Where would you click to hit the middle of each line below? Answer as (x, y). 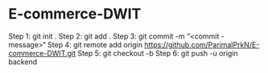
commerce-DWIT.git (42, 53)
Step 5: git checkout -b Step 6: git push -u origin (158, 53)
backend (23, 62)
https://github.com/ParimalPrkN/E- (202, 44)
